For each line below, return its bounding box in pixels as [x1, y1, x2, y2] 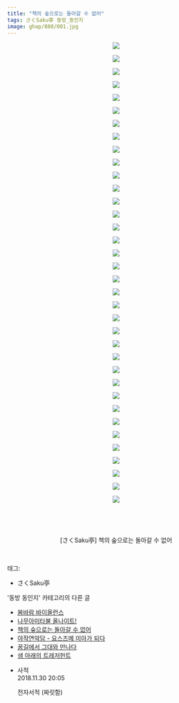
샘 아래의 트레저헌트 [17, 651, 71, 660]
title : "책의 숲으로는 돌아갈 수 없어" [7, 10, 105, 17]
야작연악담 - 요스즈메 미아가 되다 [17, 634, 106, 643]
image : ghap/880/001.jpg [7, 23, 79, 30]
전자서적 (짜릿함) [17, 688, 64, 697]
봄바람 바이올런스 [17, 608, 64, 617]
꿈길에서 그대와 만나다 [17, 643, 77, 651]
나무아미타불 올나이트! [17, 617, 77, 626]
